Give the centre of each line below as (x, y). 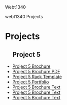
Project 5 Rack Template (37, 77)
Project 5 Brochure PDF (36, 71)
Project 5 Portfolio (31, 82)
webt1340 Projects (24, 16)
